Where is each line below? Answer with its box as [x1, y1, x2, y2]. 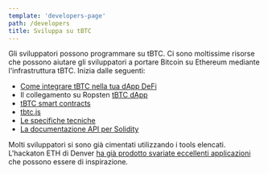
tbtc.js [19, 107, 42, 117]
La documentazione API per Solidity [19, 124, 139, 134]
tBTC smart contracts [19, 98, 91, 109]
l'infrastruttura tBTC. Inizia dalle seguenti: [8, 66, 146, 76]
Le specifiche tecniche [19, 116, 96, 126]
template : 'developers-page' [8, 11, 106, 20]
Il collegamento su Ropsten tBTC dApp [19, 90, 148, 100]
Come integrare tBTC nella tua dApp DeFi [19, 81, 157, 91]
